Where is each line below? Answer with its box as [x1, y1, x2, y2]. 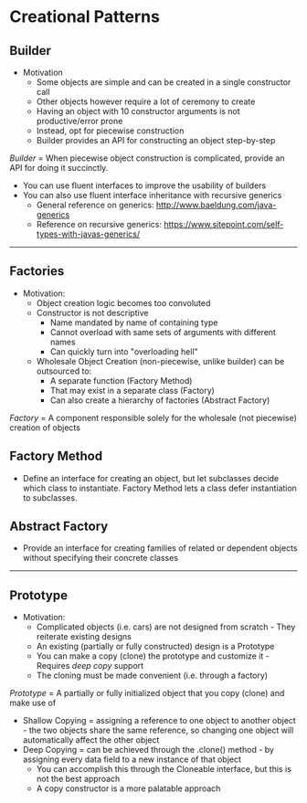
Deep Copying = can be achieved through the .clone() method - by [22, 745, 274, 755]
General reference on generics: [36, 199, 154, 210]
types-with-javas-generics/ [36, 228, 140, 239]
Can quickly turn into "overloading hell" [49, 345, 198, 357]
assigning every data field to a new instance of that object [22, 754, 242, 765]
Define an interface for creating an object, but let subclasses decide [22, 472, 280, 483]
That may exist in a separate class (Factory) [49, 385, 215, 396]
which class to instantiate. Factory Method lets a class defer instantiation [22, 482, 297, 493]
